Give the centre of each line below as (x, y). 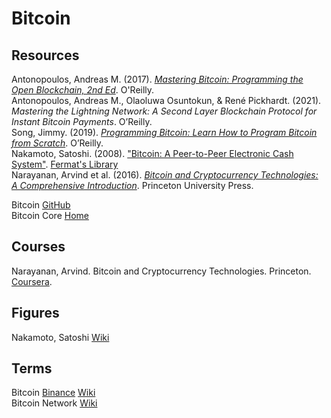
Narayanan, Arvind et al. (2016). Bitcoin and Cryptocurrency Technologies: (165, 175)
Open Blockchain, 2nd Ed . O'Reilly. (83, 90)
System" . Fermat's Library (65, 164)
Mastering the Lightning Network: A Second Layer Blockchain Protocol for (164, 111)
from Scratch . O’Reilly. (57, 143)
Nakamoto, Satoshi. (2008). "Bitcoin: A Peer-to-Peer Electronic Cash (152, 153)
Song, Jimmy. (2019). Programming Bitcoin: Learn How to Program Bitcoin (164, 132)
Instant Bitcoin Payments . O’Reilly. (82, 121)
